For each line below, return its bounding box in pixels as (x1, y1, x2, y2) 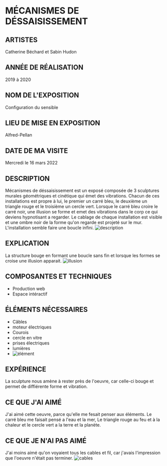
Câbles (12, 318, 27, 324)
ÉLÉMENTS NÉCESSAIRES (5, 305, 88, 314)
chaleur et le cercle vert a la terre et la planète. (5, 422, 101, 428)
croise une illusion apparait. (5, 257, 62, 263)
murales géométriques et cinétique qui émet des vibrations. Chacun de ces (5, 193, 160, 199)
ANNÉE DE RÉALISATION (5, 63, 84, 72)
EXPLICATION (5, 239, 49, 247)
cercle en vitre (12, 334, 42, 340)
